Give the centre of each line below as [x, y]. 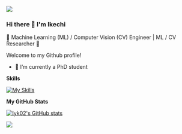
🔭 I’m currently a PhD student [51, 67]
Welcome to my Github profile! [44, 55]
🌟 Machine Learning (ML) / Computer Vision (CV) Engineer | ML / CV [91, 37]
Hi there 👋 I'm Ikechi [36, 24]
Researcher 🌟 [23, 44]
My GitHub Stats [27, 102]
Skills [13, 78]
